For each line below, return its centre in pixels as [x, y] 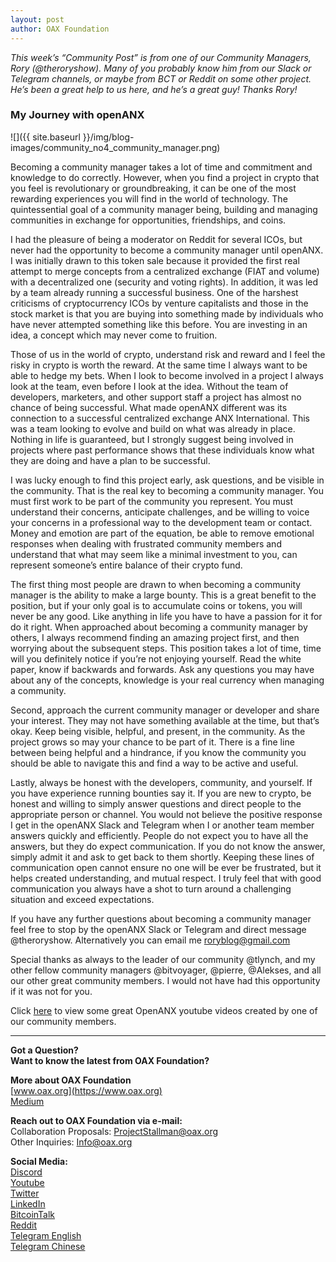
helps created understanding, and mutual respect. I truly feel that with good [166, 878]
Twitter [25, 1193]
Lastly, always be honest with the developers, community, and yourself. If [161, 782]
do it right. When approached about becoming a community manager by [159, 627]
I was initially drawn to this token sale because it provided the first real [155, 260]
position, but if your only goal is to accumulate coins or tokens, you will [156, 605]
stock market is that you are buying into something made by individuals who [167, 313]
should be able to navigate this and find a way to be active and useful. [154, 763]
